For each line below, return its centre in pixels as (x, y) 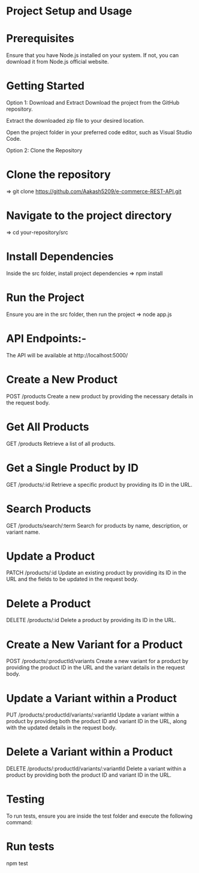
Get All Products (48, 427)
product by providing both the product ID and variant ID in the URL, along (97, 721)
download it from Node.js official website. (58, 62)
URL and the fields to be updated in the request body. (73, 579)
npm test (17, 863)
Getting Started (46, 86)
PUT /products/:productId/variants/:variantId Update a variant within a (93, 715)
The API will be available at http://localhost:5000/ (67, 355)
